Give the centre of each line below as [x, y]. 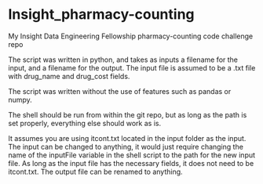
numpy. [20, 99]
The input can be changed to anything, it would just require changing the [126, 146]
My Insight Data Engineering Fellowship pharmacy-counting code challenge [131, 36]
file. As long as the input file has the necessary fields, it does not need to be [131, 163]
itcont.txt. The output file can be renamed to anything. [95, 171]
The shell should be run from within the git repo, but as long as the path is [128, 114]
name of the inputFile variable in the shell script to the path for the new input [132, 155]
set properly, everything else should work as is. [85, 123]
